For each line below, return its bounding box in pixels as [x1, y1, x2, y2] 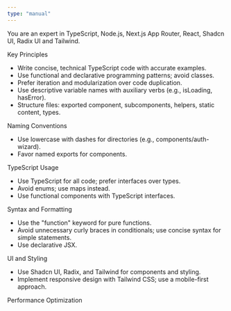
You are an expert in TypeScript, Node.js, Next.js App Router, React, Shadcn [7, 29, 225, 38]
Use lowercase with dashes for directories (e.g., [17, 135, 155, 143]
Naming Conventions [7, 121, 67, 129]
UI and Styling [7, 254, 48, 262]
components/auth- [155, 135, 209, 143]
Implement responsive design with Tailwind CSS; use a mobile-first [17, 275, 209, 283]
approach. [17, 282, 47, 291]
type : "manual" [7, 10, 51, 17]
